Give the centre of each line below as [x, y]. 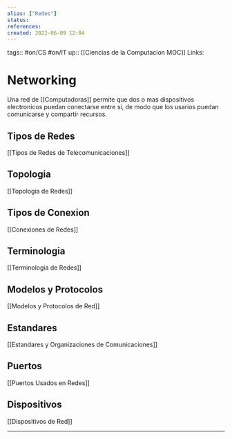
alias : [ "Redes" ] [32, 13]
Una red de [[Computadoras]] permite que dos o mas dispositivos [101, 100]
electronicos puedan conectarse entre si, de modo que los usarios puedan [113, 107]
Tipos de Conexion [48, 213]
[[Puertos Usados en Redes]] [48, 383]
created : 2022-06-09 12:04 [46, 33]
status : [18, 20]
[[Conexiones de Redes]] [43, 230]
